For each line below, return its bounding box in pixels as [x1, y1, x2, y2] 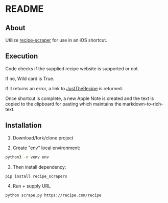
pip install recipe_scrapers [5, 174, 67, 179]
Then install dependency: [12, 164, 66, 170]
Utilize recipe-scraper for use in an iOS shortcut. [5, 37, 107, 43]
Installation [5, 121, 42, 130]
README [5, 3, 44, 15]
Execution [5, 52, 38, 60]
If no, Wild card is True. [5, 75, 55, 82]
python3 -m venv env [5, 154, 50, 159]
